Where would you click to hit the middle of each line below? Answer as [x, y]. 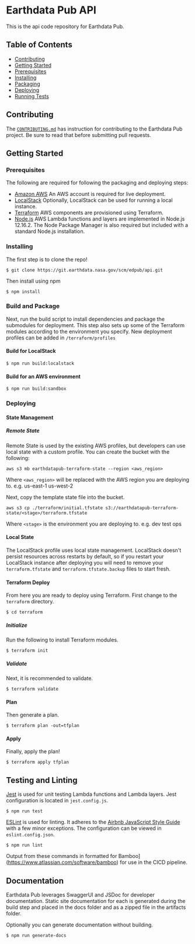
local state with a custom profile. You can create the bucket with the [88, 452]
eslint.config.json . [30, 835]
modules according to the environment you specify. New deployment [89, 331]
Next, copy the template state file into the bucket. [65, 497]
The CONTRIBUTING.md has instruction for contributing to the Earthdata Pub [94, 129]
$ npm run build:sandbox [36, 389]
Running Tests [32, 96]
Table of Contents [39, 45]
